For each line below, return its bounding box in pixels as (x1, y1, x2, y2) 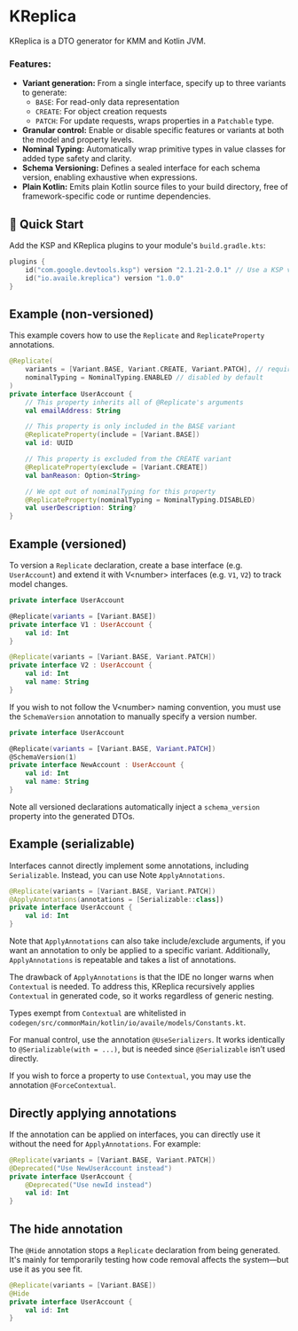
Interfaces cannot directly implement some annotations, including (9, 860, 249, 871)
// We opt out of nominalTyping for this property (25, 487, 216, 496)
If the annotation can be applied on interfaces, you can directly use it (9, 1129, 261, 1139)
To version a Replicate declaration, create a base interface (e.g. (9, 560, 243, 571)
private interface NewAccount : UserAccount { (9, 761, 184, 770)
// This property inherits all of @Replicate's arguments (25, 397, 244, 407)
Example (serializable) (9, 836, 136, 852)
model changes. (9, 579, 68, 590)
